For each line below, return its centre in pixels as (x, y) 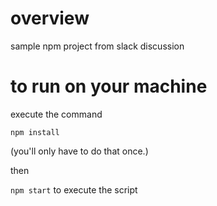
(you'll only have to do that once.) (79, 151)
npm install (35, 132)
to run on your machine (109, 86)
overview (50, 18)
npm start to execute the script (74, 189)
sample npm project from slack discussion (97, 46)
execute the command (56, 114)
